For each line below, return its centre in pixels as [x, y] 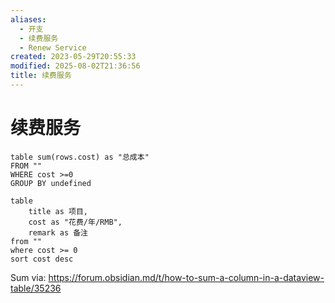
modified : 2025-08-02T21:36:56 [75, 66]
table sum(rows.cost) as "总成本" [80, 157]
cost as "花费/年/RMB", [75, 222]
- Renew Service [53, 47]
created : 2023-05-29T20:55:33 [73, 57]
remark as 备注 [58, 232]
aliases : [28, 19]
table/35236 [36, 288]
